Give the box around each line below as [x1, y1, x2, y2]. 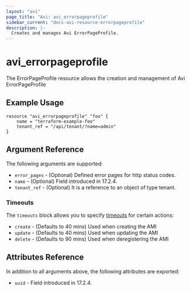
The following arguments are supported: [6, 160, 103, 167]
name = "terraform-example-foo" [16, 118, 95, 124]
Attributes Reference [6, 252, 84, 262]
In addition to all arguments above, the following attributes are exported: [6, 268, 180, 275]
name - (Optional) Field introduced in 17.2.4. [14, 178, 118, 185]
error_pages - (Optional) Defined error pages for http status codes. [14, 171, 176, 178]
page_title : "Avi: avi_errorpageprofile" [6, 14, 109, 20]
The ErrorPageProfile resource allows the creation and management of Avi [6, 75, 185, 82]
